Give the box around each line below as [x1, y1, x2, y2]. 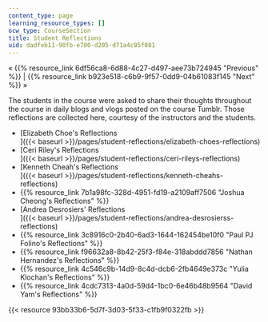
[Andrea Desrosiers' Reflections [19, 205, 126, 214]
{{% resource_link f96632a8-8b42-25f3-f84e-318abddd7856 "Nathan [19, 247, 254, 256]
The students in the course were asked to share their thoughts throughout [8, 96, 252, 105]
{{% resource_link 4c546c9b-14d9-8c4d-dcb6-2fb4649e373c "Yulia [19, 264, 250, 274]
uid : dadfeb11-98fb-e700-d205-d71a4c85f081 [8, 42, 156, 50]
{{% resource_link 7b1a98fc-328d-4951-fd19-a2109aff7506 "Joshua [19, 188, 245, 197]
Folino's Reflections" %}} [19, 239, 103, 248]
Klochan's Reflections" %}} [19, 272, 110, 282]
